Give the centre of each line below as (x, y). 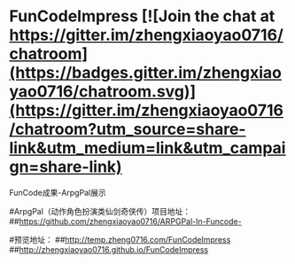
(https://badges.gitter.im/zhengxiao (145, 73)
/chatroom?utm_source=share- (128, 129)
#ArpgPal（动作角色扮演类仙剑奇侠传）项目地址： (100, 211)
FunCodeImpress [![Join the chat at (142, 16)
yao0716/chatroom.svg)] (103, 92)
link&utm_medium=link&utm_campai (147, 148)
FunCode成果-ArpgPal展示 (58, 192)
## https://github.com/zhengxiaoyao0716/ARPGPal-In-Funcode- (125, 221)
